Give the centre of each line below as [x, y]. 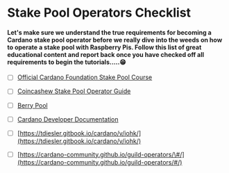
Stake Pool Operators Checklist [99, 13]
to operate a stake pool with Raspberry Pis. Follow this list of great [104, 47]
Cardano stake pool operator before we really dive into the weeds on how [115, 40]
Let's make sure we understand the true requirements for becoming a [109, 32]
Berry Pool [32, 105]
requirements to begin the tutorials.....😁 [67, 62]
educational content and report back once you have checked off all [106, 54]
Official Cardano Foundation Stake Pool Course [85, 77]
